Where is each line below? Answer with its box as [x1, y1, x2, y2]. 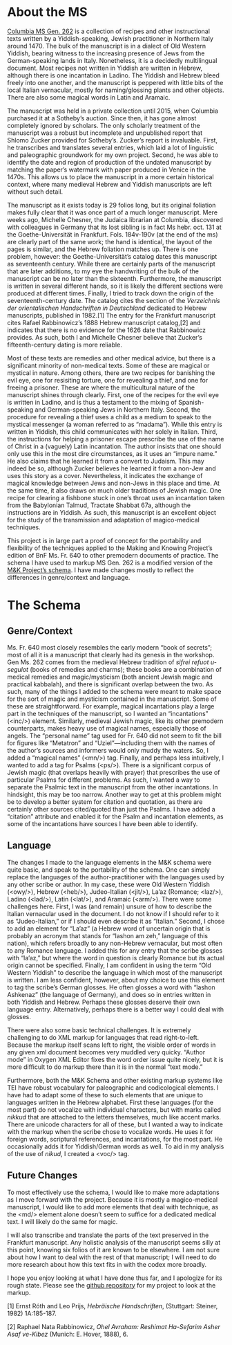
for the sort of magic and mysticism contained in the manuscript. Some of [7, 695, 217, 703]
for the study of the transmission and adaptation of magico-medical [7, 515, 200, 524]
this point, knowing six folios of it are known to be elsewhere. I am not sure [7, 1245, 220, 1254]
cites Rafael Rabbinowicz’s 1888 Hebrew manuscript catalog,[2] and [7, 318, 201, 327]
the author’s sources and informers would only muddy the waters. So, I [7, 746, 209, 754]
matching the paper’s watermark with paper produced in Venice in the [7, 165, 206, 174]
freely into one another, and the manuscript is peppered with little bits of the [7, 78, 224, 86]
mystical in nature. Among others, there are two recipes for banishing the [7, 368, 215, 377]
